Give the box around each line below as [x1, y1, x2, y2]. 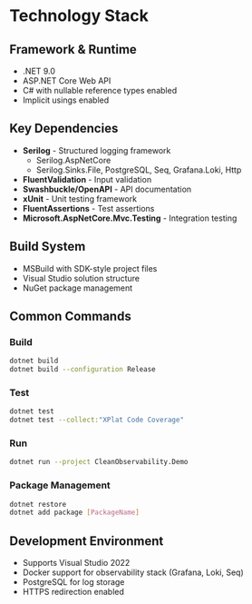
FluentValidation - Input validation [22, 173, 152, 184]
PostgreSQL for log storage [22, 577, 125, 588]
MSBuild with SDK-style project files [22, 262, 158, 273]
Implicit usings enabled [22, 94, 110, 105]
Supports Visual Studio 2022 [22, 558, 131, 569]
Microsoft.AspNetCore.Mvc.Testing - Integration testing [22, 213, 237, 223]
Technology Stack [9, 5, 150, 26]
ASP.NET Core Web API [22, 75, 111, 86]
